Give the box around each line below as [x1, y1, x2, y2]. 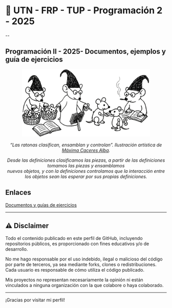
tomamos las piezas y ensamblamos [47, 162, 125, 168]
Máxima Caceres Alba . [61, 147, 111, 153]
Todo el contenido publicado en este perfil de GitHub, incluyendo [5, 235, 143, 241]
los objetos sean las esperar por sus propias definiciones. [25, 173, 147, 180]
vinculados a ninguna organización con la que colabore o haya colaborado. [5, 282, 164, 288]
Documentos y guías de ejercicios [5, 202, 77, 208]
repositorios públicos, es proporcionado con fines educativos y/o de [5, 240, 149, 247]
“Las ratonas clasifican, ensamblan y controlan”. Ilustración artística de [10, 142, 162, 148]
